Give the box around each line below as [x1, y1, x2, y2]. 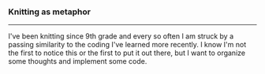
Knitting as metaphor [8, 6, 91, 17]
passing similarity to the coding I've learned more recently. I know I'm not [8, 40, 247, 50]
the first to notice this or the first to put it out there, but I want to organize [8, 48, 246, 57]
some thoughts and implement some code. [8, 57, 147, 66]
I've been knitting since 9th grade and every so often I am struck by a [8, 31, 234, 41]
